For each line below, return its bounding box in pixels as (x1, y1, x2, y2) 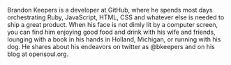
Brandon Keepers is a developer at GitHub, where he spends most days (7, 6, 213, 14)
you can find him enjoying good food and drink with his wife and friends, (7, 28, 216, 36)
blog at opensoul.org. (7, 50, 69, 58)
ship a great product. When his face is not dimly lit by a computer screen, (7, 21, 218, 28)
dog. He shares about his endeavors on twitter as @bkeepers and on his (7, 43, 215, 50)
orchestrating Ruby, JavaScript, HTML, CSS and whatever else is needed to (7, 13, 225, 21)
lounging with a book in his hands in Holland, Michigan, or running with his (7, 35, 221, 44)
